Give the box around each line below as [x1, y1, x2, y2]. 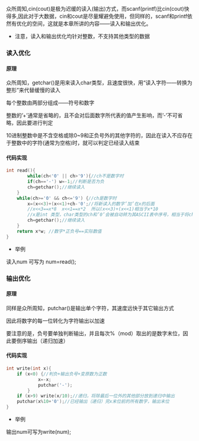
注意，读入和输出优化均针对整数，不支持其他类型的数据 [14, 33, 150, 40]
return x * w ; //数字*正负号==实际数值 [17, 228, 102, 234]
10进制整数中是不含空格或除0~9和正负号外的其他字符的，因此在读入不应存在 [6, 132, 193, 139]
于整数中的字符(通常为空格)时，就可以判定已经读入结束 [6, 139, 140, 147]
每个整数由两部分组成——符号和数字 [6, 99, 95, 106]
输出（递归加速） [26, 337, 69, 344]
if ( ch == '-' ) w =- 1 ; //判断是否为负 [27, 179, 105, 185]
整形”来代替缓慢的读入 [6, 87, 61, 94]
